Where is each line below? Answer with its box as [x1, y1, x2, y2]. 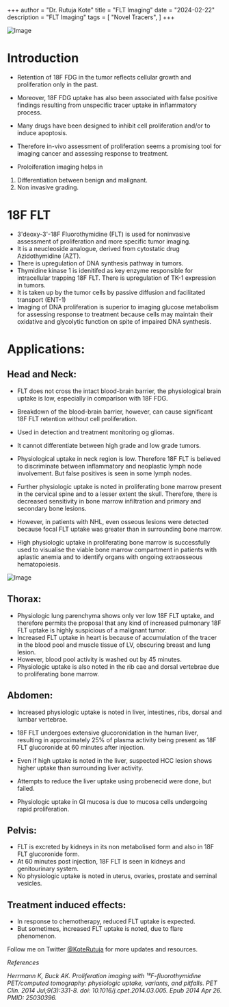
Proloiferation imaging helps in [16, 163, 103, 171]
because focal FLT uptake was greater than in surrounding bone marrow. [16, 525, 222, 533]
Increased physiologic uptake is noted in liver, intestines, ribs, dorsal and [16, 708, 222, 716]
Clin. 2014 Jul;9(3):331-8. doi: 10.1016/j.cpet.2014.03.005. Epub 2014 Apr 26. [7, 986, 222, 995]
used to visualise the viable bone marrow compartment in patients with [16, 545, 217, 554]
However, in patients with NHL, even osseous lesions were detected [16, 517, 208, 525]
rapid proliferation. [16, 805, 70, 813]
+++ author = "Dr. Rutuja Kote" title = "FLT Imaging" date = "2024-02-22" [7, 6, 215, 14]
